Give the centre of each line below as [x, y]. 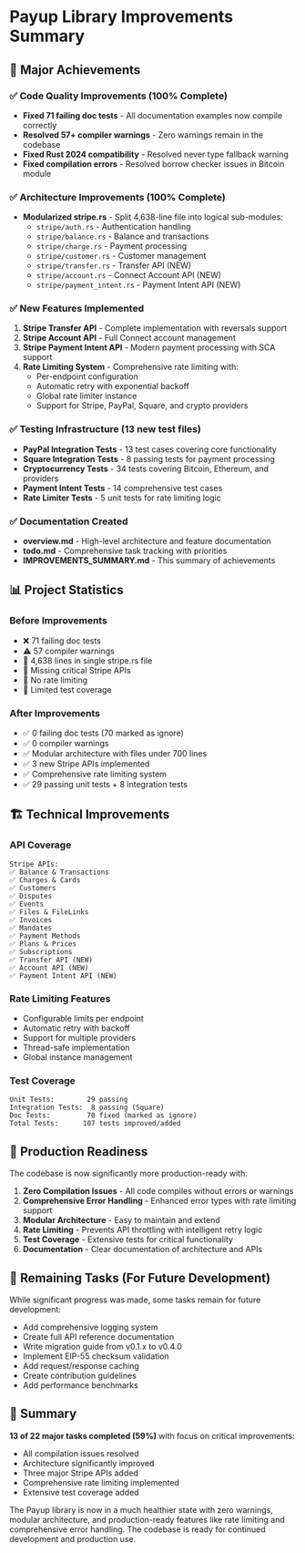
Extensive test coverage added [81, 1492]
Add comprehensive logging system [90, 1327]
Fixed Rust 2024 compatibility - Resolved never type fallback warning [156, 154]
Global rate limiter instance [86, 396]
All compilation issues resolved [81, 1453]
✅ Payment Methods [45, 936]
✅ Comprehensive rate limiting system [94, 774]
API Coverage [41, 845]
